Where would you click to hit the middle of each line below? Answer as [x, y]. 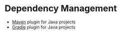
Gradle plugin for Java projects [44, 27]
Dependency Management [61, 9]
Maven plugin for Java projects [44, 22]
